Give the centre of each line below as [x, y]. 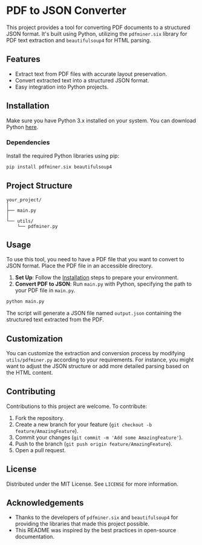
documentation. [34, 537]
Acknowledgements [45, 503]
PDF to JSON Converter [67, 11]
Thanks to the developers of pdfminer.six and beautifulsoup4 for [96, 517]
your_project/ [24, 200]
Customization [35, 339]
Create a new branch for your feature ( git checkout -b [83, 424]
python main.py [25, 302]
